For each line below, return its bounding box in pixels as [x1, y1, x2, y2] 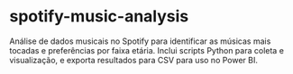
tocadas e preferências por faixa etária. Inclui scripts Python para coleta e [9, 45, 284, 55]
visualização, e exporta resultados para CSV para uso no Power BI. [9, 54, 259, 65]
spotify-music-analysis [9, 6, 189, 27]
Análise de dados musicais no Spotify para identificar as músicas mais [9, 36, 271, 46]
